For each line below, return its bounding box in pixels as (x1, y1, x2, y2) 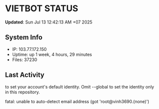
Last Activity (5, 71, 45, 79)
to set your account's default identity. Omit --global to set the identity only (5, 84, 155, 89)
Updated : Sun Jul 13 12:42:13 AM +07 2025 (5, 19, 93, 25)
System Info (5, 33, 43, 42)
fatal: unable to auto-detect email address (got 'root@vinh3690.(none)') (5, 98, 150, 104)
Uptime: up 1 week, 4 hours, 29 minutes (12, 51, 92, 57)
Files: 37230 (12, 57, 38, 63)
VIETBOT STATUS (5, 3, 79, 14)
